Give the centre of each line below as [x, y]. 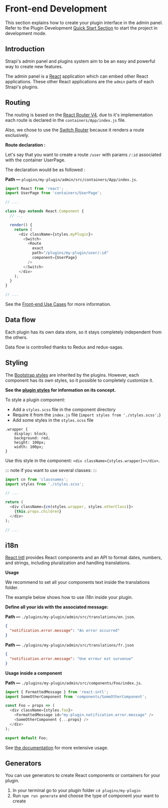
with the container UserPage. [35, 160]
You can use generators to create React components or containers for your [83, 775]
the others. [17, 337]
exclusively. [17, 135]
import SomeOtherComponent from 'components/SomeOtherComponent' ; [76, 697]
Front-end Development [56, 9]
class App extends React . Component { [45, 211]
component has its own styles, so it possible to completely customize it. [79, 380]
